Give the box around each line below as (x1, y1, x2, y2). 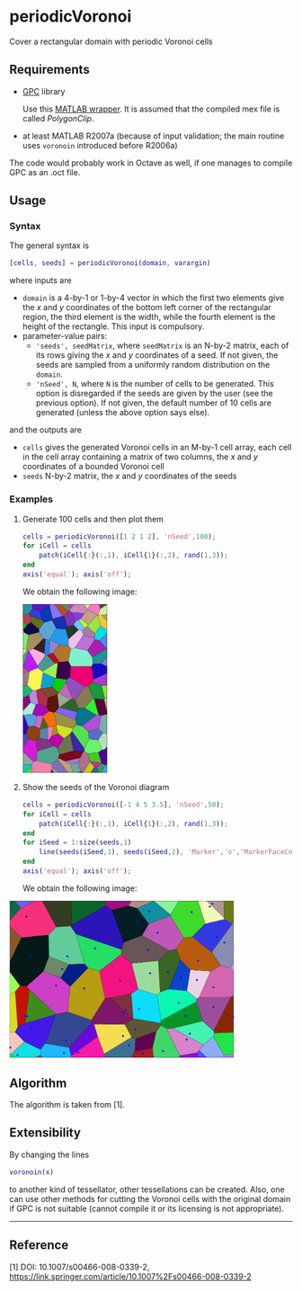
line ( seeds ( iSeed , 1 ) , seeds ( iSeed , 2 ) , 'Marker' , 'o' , (39, 848, 241, 857)
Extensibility (9, 1126, 81, 1141)
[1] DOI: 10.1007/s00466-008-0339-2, (9, 1261, 150, 1272)
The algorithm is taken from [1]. (9, 1100, 126, 1110)
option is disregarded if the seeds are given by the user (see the (35, 388, 274, 399)
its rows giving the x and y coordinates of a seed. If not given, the (35, 350, 279, 361)
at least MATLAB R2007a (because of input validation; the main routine (22, 130, 285, 141)
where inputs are (9, 275, 72, 286)
